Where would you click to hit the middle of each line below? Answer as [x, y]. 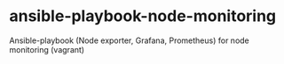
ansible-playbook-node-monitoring [143, 16]
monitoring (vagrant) [47, 49]
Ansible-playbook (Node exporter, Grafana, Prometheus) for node [130, 40]
